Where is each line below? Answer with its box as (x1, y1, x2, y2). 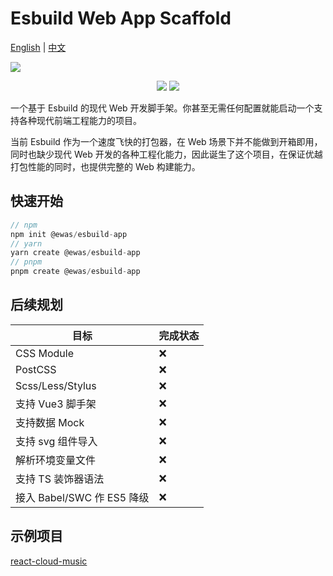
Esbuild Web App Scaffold (10, 7, 232, 30)
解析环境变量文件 (15, 453, 97, 467)
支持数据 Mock (15, 415, 85, 429)
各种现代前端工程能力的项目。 (18, 114, 142, 126)
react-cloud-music (10, 555, 88, 567)
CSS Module (15, 346, 75, 360)
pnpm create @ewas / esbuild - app (10, 267, 141, 277)
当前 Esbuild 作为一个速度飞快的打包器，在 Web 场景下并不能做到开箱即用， (10, 135, 323, 147)
